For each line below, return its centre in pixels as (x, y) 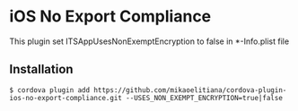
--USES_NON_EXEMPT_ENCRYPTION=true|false (204, 98)
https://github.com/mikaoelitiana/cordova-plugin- (190, 90)
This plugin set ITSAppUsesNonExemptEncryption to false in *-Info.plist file (149, 41)
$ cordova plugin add (50, 90)
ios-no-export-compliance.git (66, 98)
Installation (41, 69)
